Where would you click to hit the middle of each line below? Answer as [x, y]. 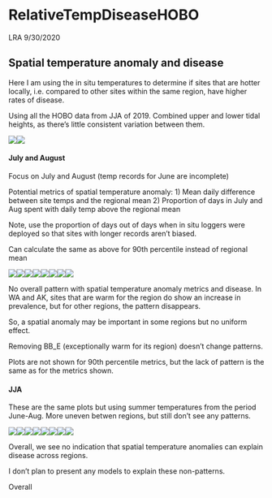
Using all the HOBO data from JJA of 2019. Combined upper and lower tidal [134, 115]
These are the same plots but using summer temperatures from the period [132, 407]
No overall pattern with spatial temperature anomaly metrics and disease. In [135, 288]
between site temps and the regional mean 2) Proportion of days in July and [136, 200]
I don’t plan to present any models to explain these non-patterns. [117, 471]
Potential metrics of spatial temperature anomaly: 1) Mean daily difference [132, 192]
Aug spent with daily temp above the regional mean [95, 209]
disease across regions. [48, 456]
